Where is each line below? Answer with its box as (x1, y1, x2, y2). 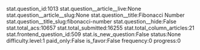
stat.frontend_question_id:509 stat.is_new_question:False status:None (6, 31, 181, 38)
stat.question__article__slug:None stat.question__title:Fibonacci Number (6, 11, 185, 19)
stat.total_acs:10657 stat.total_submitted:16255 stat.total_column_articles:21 (6, 24, 195, 31)
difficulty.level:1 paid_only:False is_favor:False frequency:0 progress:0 (6, 37, 181, 44)
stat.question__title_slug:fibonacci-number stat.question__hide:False (6, 18, 177, 25)
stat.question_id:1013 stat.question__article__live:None (6, 5, 141, 12)
